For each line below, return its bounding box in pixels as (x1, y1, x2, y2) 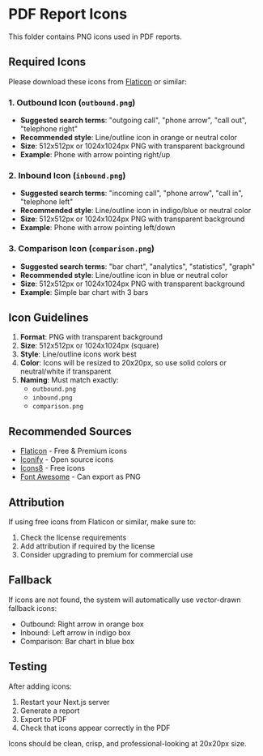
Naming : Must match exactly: (19, 375, 119, 385)
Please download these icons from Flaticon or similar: (8, 76, 188, 86)
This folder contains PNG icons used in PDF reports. (8, 32, 182, 41)
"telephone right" (19, 124, 78, 134)
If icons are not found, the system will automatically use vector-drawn (8, 595, 241, 604)
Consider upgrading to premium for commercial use (19, 550, 193, 560)
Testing (8, 660, 48, 673)
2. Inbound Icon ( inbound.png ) (8, 169, 126, 181)
